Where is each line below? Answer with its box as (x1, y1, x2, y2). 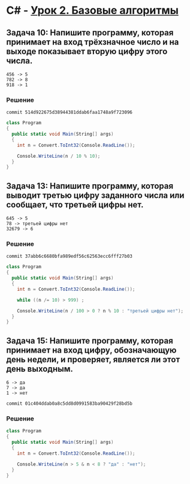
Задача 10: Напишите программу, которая (6, 28, 174, 38)
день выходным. (6, 363, 73, 374)
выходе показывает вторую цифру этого (6, 46, 168, 56)
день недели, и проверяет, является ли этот (6, 354, 180, 365)
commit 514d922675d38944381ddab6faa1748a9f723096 (6, 109, 133, 116)
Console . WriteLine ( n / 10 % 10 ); (17, 153, 101, 159)
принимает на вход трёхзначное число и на (6, 37, 179, 47)
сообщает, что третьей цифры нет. (6, 199, 144, 210)
